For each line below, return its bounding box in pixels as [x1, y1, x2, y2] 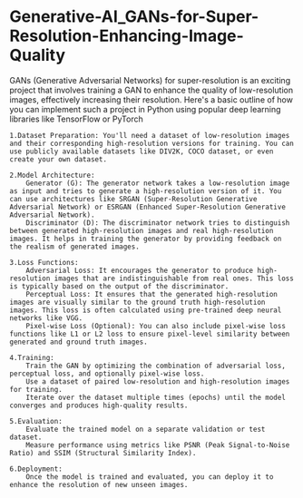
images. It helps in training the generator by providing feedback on [9, 234, 282, 243]
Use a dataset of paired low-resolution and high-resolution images [25, 376, 290, 386]
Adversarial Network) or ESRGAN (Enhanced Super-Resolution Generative [9, 202, 286, 211]
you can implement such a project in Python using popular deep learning [9, 103, 281, 114]
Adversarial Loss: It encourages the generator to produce [25, 266, 254, 275]
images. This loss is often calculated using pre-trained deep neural [9, 306, 282, 315]
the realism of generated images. [9, 242, 141, 251]
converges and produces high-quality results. [9, 401, 189, 410]
